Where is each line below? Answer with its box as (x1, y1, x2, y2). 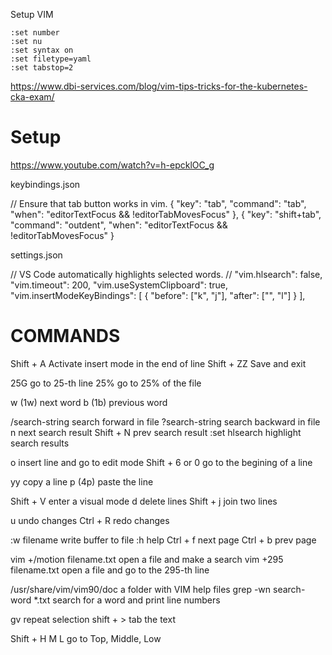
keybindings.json (10, 178, 81, 190)
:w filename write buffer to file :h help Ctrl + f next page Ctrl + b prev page (10, 534, 317, 546)
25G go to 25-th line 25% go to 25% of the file (10, 377, 202, 389)
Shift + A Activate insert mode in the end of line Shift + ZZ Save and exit (10, 357, 307, 369)
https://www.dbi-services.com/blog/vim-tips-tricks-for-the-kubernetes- (10, 80, 308, 92)
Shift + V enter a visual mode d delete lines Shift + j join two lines (10, 495, 278, 507)
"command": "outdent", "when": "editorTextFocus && (10, 219, 228, 231)
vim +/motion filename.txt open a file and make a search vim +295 (10, 553, 284, 565)
